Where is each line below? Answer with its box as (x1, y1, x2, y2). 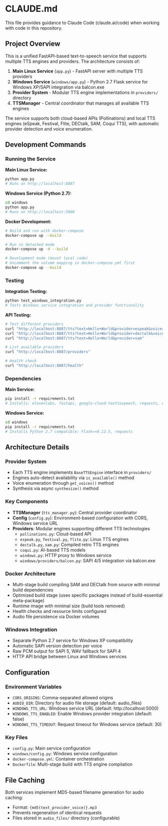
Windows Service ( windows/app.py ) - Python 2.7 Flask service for (12, 78, 148, 84)
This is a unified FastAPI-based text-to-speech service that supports (5, 53, 146, 59)
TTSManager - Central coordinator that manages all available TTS (12, 100, 149, 106)
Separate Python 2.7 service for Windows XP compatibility (12, 637, 133, 644)
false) (12, 716, 24, 722)
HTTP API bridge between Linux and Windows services (12, 654, 127, 660)
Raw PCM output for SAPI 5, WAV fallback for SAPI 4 (12, 648, 121, 654)
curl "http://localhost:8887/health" (5, 363, 84, 369)
